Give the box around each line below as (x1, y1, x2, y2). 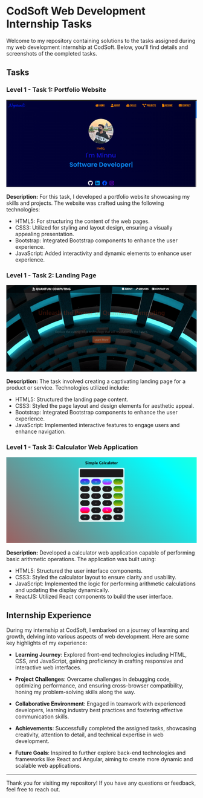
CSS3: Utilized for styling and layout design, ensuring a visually (14, 224, 173, 231)
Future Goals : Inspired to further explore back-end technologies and (14, 749, 186, 756)
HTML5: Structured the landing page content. (14, 396, 129, 403)
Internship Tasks (6, 17, 92, 31)
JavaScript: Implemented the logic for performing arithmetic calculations (14, 580, 196, 587)
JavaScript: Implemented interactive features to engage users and (14, 422, 180, 429)
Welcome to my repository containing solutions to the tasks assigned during (6, 37, 196, 44)
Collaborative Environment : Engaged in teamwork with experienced (14, 700, 186, 707)
